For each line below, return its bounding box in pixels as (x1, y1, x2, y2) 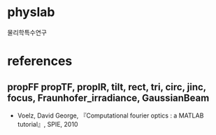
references (7, 53, 73, 69)
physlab (7, 4, 55, 20)
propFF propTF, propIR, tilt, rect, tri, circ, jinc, (7, 81, 206, 93)
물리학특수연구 (7, 28, 48, 36)
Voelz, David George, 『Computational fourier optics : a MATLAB (17, 111, 204, 120)
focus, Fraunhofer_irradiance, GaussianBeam (7, 92, 210, 104)
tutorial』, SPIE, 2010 (17, 120, 78, 128)
